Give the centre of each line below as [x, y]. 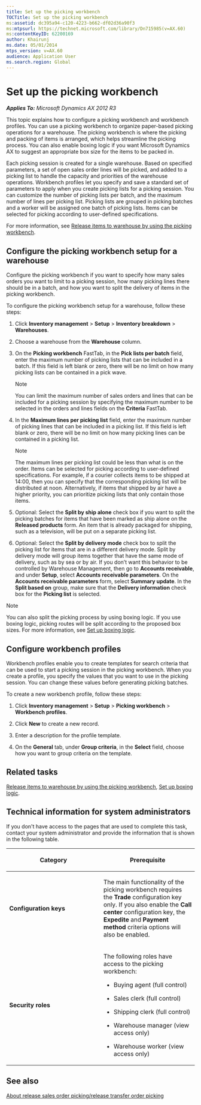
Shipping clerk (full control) [152, 1011]
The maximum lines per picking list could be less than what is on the [99, 463]
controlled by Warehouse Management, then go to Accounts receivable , [104, 569]
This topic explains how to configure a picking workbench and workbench [98, 120]
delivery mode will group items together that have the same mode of [99, 556]
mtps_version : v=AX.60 [34, 51]
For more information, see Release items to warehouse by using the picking [99, 226]
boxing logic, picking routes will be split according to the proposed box [94, 624]
